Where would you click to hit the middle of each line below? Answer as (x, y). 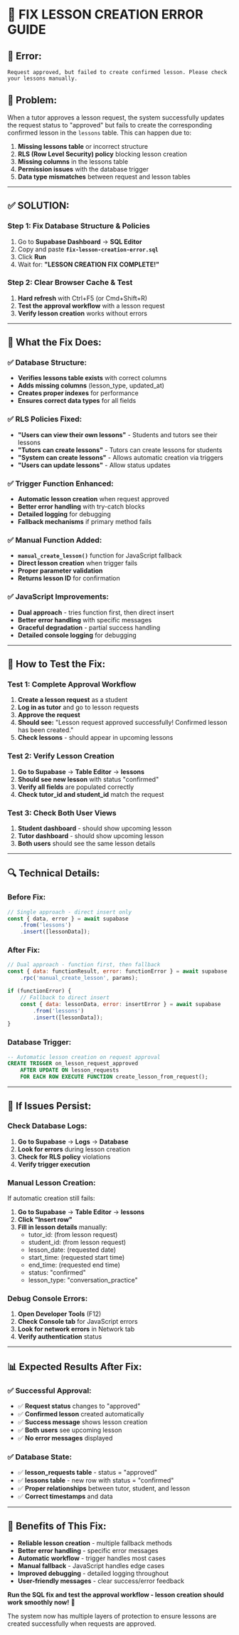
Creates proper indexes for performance (78, 393)
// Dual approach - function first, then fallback (84, 965)
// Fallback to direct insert (65, 997)
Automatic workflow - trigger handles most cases (91, 1558)
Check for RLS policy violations (64, 1156)
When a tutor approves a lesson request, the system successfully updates (116, 117)
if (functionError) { (39, 991)
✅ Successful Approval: (49, 1390)
